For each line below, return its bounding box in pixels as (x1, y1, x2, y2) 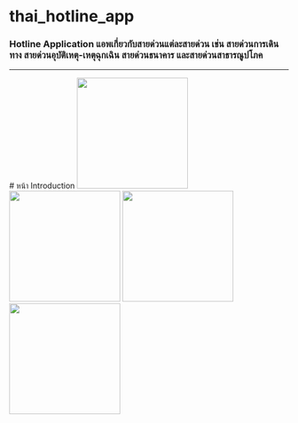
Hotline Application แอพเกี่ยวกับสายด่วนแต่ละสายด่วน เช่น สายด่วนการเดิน (9, 38, 279, 51)
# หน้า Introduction (9, 180, 75, 192)
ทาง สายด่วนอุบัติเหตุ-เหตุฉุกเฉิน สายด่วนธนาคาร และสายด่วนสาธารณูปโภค (9, 49, 263, 61)
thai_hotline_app (9, 6, 135, 27)
